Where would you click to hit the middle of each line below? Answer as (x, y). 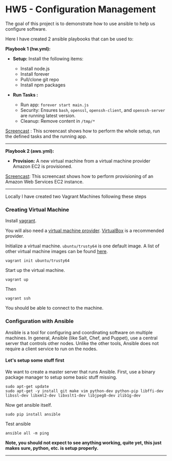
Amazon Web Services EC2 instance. (45, 181)
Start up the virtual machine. (35, 270)
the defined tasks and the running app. (46, 136)
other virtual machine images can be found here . (57, 251)
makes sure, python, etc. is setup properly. (52, 448)
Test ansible (18, 424)
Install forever (35, 74)
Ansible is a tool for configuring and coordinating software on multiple (79, 332)
